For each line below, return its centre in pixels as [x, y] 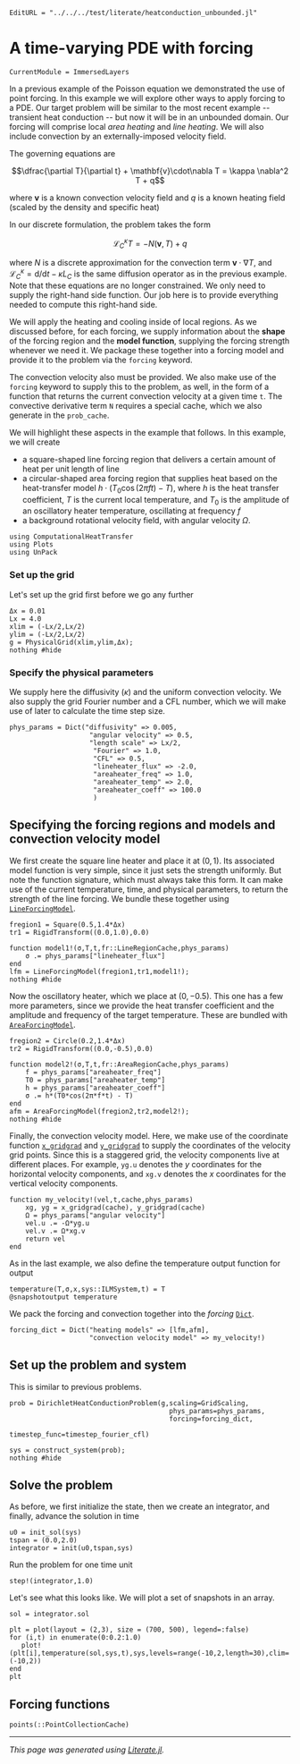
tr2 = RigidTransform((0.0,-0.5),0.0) [81, 1048]
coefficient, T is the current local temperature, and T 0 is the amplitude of [156, 500]
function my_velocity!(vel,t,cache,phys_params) [101, 1200]
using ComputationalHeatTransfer [71, 537]
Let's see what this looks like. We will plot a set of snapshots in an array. [142, 1598]
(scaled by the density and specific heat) [84, 207]
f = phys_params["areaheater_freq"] [94, 1072]
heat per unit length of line [71, 469]
